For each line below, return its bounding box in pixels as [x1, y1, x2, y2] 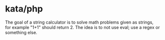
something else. [5, 29, 38, 35]
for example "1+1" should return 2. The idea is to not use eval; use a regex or [5, 24, 160, 30]
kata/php [5, 3, 43, 14]
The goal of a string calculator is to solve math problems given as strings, [5, 19, 154, 25]
